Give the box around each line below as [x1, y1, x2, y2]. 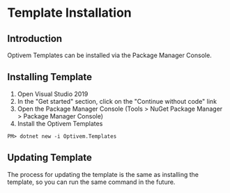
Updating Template [7, 152, 92, 164]
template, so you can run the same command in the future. [7, 178, 176, 186]
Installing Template [7, 71, 93, 83]
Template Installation [7, 5, 132, 21]
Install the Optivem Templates [17, 119, 103, 128]
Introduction [7, 33, 63, 45]
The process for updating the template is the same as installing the [7, 170, 199, 178]
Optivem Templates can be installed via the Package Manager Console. [7, 51, 213, 59]
